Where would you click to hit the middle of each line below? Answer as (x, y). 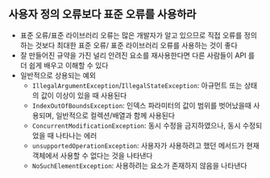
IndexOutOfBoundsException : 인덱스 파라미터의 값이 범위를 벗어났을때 (142, 105)
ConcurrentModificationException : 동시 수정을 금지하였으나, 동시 (136, 125)
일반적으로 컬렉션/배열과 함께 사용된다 (116, 115)
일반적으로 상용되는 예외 (58, 75)
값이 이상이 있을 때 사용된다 (84, 95)
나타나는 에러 (77, 136)
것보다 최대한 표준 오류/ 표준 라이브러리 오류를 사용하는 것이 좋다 (136, 45)
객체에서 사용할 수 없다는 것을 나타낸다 (92, 156)
